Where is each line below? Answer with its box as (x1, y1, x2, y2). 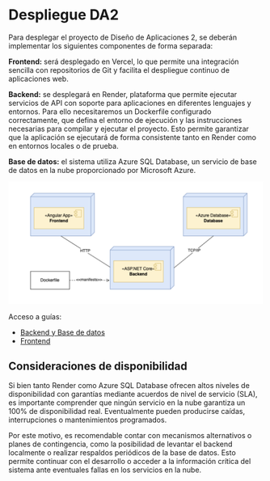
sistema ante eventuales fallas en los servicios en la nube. (8, 465, 202, 475)
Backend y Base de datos (19, 327, 105, 337)
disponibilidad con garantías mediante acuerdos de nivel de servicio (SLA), (8, 390, 258, 399)
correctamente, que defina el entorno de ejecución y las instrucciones (8, 115, 243, 124)
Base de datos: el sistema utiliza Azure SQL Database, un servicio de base (8, 156, 257, 167)
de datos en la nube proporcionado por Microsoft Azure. (8, 165, 196, 175)
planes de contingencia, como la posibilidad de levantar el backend (8, 439, 233, 449)
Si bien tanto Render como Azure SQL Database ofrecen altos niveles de (8, 381, 251, 390)
